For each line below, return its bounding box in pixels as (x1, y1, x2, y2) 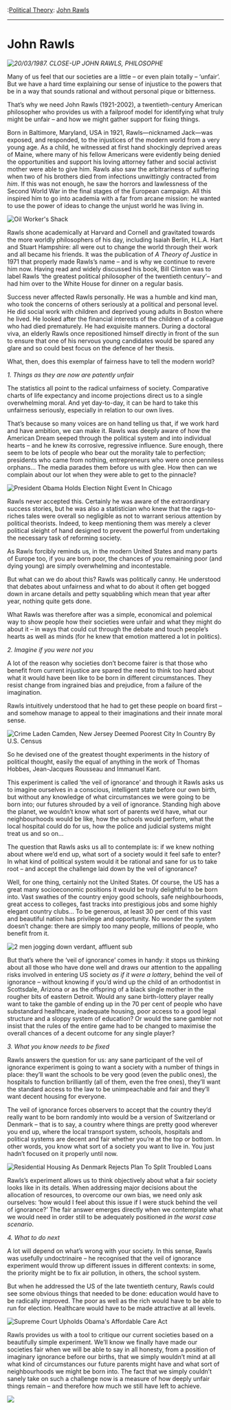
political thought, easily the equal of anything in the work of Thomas (7, 757, 200, 766)
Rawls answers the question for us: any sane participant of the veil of (7, 1055, 203, 1064)
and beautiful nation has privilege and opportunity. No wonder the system (7, 914, 217, 923)
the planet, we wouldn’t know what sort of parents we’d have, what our (7, 807, 208, 815)
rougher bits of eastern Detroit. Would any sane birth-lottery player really (7, 992, 214, 1000)
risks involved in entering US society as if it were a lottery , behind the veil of (7, 970, 223, 978)
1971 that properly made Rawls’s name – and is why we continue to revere (7, 257, 215, 266)
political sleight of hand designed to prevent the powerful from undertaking (7, 526, 220, 534)
